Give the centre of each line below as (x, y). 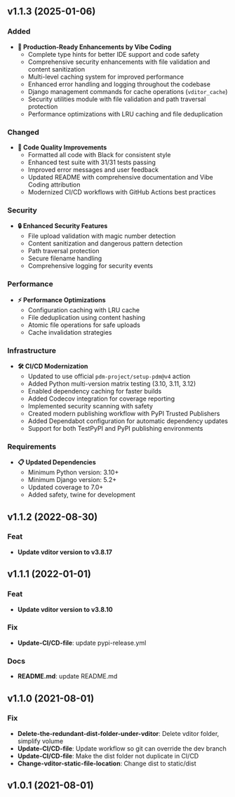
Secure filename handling (65, 258)
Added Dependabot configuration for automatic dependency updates (128, 421)
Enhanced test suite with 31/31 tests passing (92, 162)
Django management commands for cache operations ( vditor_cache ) (128, 91)
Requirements (32, 446)
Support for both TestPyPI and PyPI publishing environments (115, 428)
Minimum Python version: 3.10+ (73, 472)
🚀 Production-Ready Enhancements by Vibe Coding (94, 47)
